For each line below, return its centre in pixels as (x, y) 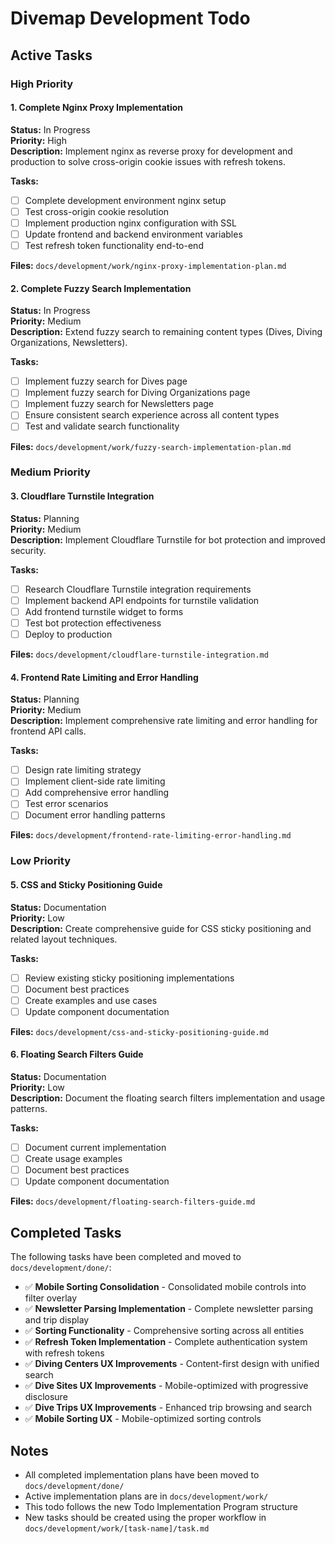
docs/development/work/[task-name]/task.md (117, 1528)
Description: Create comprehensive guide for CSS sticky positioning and (161, 928)
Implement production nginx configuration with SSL (131, 223)
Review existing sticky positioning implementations (129, 978)
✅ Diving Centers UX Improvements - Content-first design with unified (172, 1364)
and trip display (57, 1320)
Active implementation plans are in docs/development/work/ (146, 1496)
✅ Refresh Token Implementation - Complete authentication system (166, 1342)
